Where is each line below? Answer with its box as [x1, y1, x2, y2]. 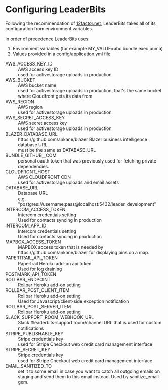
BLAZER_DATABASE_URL [5, 131, 58, 137]
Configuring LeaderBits [5, 4, 106, 15]
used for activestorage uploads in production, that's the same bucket [18, 87, 162, 93]
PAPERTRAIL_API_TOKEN [5, 255, 58, 261]
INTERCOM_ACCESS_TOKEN [5, 206, 66, 212]
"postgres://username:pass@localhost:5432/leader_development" [18, 201, 157, 207]
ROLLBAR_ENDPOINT [5, 276, 51, 282]
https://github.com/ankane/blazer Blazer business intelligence [18, 136, 148, 142]
